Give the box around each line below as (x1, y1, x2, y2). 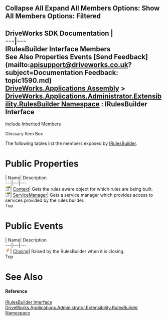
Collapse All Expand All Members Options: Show (5, 4, 160, 13)
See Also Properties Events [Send (5, 52, 113, 61)
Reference (5, 288, 28, 294)
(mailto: (5, 60, 30, 69)
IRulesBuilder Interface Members (5, 45, 111, 53)
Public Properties (5, 158, 79, 170)
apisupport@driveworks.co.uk (30, 60, 128, 69)
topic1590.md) (5, 76, 52, 85)
